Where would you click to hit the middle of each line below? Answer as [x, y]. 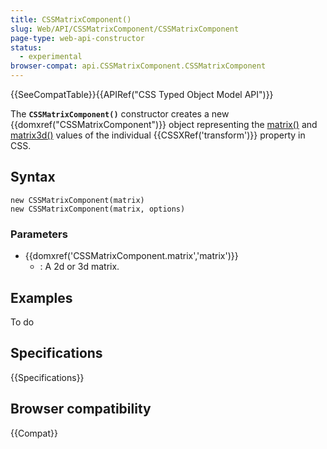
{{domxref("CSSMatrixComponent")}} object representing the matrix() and [164, 124]
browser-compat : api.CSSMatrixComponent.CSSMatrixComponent [138, 66]
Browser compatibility [81, 409]
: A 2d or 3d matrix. [79, 267]
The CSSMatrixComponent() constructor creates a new [120, 114]
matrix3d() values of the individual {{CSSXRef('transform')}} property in [158, 135]
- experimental [51, 57]
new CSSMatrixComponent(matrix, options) [98, 209]
